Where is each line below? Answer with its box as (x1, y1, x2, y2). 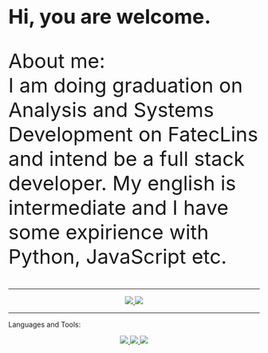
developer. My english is (8, 171, 237, 196)
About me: (8, 48, 105, 73)
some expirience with (8, 220, 209, 244)
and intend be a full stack (8, 146, 246, 171)
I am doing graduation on (8, 73, 243, 98)
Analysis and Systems (8, 97, 215, 122)
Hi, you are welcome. (8, 4, 211, 29)
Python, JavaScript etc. (8, 244, 227, 269)
